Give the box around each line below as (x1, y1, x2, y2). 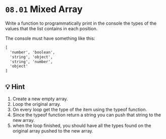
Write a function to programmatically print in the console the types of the (5, 20, 157, 26)
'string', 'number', (10, 59, 53, 64)
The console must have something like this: (5, 35, 95, 41)
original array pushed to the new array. (12, 128, 93, 134)
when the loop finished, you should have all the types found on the (12, 122, 151, 128)
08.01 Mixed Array (5, 4, 83, 15)
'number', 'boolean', (10, 49, 56, 55)
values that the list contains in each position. (5, 25, 98, 31)
